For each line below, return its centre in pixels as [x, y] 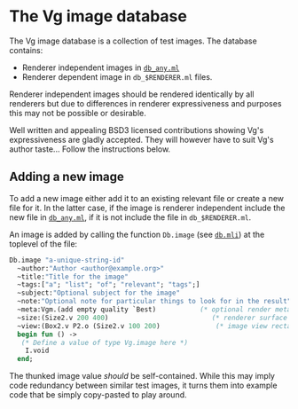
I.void [37, 351]
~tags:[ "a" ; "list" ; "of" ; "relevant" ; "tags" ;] [109, 285]
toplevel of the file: [43, 244]
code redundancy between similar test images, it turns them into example [143, 385]
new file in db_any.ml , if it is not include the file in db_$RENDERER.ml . [130, 217]
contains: [26, 50]
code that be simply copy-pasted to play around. [98, 395]
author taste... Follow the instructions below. [90, 149]
